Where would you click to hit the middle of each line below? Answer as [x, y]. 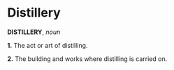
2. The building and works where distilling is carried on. [87, 59]
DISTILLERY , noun [34, 32]
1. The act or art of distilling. [48, 45]
